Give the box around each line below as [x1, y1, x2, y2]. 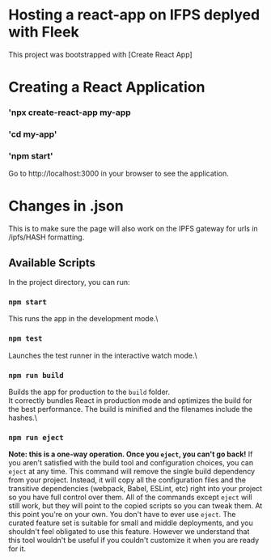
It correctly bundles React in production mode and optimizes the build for [8, 395, 252, 405]
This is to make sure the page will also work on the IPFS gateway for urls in [8, 224, 259, 234]
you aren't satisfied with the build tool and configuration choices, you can [8, 458, 253, 468]
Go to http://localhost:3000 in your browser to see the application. [8, 168, 229, 179]
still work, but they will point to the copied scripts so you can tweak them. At [8, 501, 263, 511]
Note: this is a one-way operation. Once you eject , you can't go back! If [8, 449, 253, 459]
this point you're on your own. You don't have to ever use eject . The [8, 510, 236, 520]
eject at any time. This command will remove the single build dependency [8, 467, 256, 477]
